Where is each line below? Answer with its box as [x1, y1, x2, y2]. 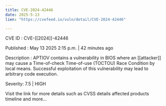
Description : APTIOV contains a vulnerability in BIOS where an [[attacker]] [5, 55, 161, 61]
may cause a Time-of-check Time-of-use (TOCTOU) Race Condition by [5, 60, 155, 66]
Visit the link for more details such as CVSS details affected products [5, 91, 149, 97]
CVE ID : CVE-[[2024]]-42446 [5, 35, 69, 41]
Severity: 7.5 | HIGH [5, 81, 46, 87]
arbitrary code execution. [5, 71, 58, 77]
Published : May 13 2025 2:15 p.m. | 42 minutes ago [5, 45, 113, 51]
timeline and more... [5, 96, 47, 102]
